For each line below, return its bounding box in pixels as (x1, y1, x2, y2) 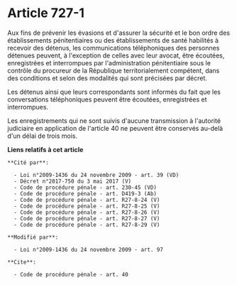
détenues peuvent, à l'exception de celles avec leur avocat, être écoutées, (7, 51, 225, 60)
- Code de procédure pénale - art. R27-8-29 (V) (13, 221, 160, 228)
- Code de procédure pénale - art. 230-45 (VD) (13, 183, 158, 191)
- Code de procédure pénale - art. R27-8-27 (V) (13, 215, 160, 222)
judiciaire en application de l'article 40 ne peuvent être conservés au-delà (7, 124, 224, 132)
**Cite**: (7, 258, 37, 266)
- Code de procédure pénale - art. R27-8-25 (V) (13, 203, 160, 210)
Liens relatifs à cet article (7, 145, 84, 154)
